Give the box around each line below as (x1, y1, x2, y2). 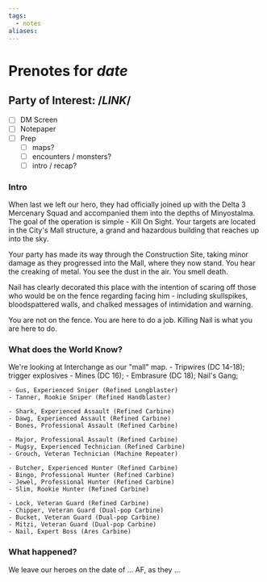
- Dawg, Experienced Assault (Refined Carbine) (8, 415, 172, 423)
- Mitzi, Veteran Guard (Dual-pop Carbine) (8, 521, 157, 529)
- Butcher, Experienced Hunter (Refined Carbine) (8, 464, 179, 472)
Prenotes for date (8, 61, 128, 80)
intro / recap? (31, 161, 77, 170)
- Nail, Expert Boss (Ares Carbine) (8, 528, 131, 536)
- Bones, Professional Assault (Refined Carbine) (8, 421, 179, 430)
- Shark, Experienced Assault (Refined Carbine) (8, 408, 175, 416)
